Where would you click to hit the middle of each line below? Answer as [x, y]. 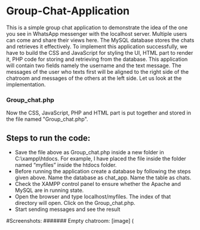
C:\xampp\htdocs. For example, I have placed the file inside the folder [100, 158]
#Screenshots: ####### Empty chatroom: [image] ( [70, 221]
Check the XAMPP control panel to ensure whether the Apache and [98, 184]
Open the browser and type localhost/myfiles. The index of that [93, 197]
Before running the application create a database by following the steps [103, 172]
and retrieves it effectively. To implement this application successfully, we [97, 46]
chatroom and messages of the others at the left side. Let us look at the [94, 78]
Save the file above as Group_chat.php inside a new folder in [89, 153]
